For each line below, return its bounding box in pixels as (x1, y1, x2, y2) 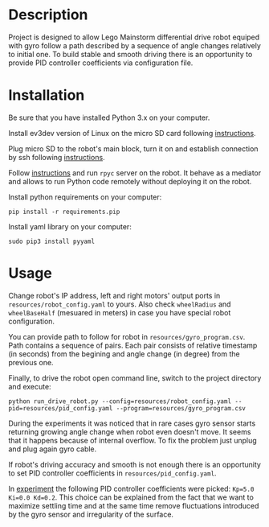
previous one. (8, 357, 54, 367)
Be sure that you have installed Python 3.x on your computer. (8, 113, 210, 122)
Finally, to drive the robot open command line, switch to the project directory (8, 373, 262, 383)
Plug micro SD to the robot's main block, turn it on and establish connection (8, 143, 259, 154)
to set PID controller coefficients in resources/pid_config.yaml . (8, 468, 217, 478)
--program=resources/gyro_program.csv (116, 404, 247, 412)
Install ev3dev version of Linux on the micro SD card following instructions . (8, 128, 256, 138)
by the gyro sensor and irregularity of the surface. (8, 509, 174, 519)
